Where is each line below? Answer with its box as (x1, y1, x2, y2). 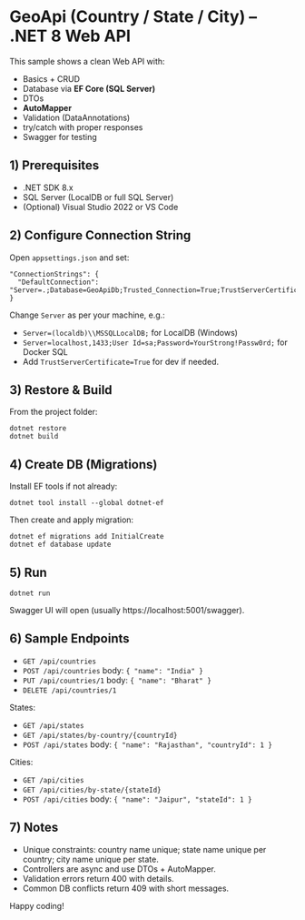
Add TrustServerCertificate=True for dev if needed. (22, 356, 220, 367)
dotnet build (9, 432, 59, 441)
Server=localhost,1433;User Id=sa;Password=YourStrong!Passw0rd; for (22, 337, 289, 348)
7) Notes (9, 820, 59, 835)
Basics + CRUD (22, 73, 80, 84)
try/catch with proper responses (22, 121, 143, 133)
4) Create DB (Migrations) (9, 457, 158, 472)
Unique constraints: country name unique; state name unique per (22, 844, 267, 854)
